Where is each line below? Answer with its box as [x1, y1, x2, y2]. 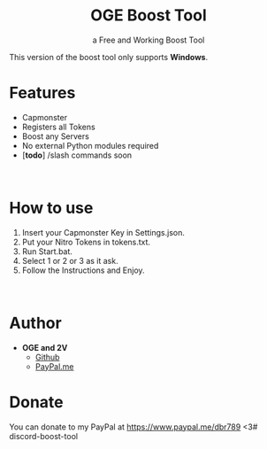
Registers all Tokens [21, 121, 95, 132]
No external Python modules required [21, 140, 159, 151]
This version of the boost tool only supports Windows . [9, 51, 209, 62]
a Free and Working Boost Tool [92, 35, 205, 45]
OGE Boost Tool [89, 5, 208, 26]
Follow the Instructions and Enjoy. [21, 265, 145, 275]
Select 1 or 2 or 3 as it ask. [21, 255, 118, 266]
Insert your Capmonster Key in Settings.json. [21, 227, 186, 237]
